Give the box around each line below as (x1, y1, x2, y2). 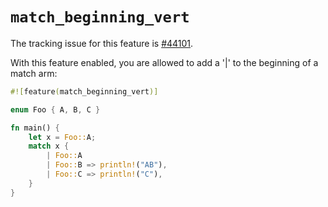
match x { (28, 141, 70, 152)
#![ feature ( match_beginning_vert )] (10, 86, 159, 97)
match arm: (10, 67, 58, 79)
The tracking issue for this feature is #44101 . (10, 37, 194, 49)
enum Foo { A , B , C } (10, 104, 101, 115)
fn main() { (10, 123, 60, 133)
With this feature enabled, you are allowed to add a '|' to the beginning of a (10, 56, 319, 68)
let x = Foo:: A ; (28, 132, 97, 142)
